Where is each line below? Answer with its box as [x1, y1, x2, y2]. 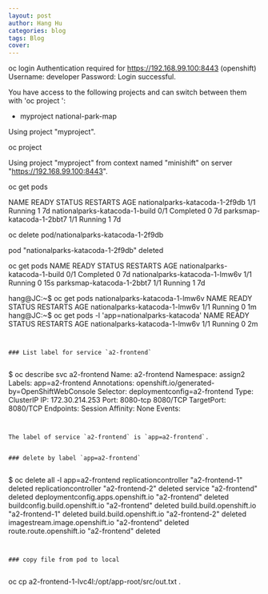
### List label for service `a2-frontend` [8, 349, 152, 357]
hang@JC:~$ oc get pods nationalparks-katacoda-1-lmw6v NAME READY [8, 294, 253, 303]
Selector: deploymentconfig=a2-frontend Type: [97, 387, 254, 396]
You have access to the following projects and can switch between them [8, 87, 247, 97]
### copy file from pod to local [8, 556, 120, 564]
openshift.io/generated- [135, 378, 215, 388]
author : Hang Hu [8, 19, 62, 27]
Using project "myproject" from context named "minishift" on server [8, 158, 233, 168]
